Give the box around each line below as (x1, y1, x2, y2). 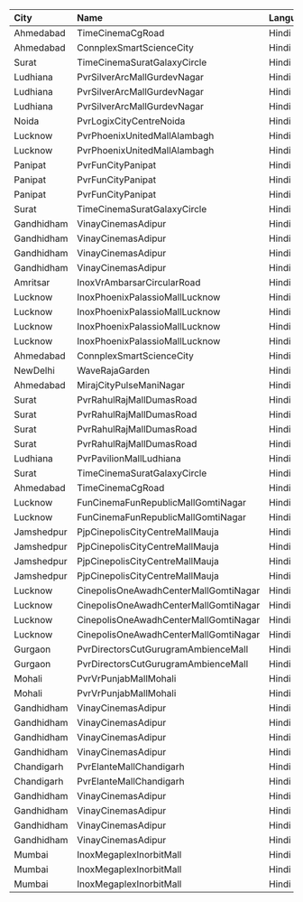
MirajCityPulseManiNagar (76, 379, 186, 391)
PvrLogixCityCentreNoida (76, 115, 186, 127)
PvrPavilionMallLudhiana (76, 452, 182, 464)
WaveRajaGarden (76, 365, 151, 377)
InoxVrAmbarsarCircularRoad (76, 276, 201, 288)
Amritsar (14, 276, 50, 288)
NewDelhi (14, 365, 56, 377)
